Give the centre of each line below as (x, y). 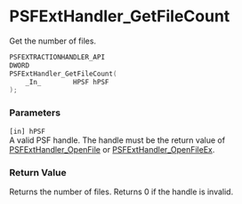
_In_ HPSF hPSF (67, 82)
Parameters (35, 113)
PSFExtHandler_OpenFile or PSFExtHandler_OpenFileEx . (112, 149)
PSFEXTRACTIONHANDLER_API (57, 57)
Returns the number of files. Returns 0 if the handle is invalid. (121, 192)
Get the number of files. (52, 41)
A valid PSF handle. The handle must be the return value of (117, 140)
